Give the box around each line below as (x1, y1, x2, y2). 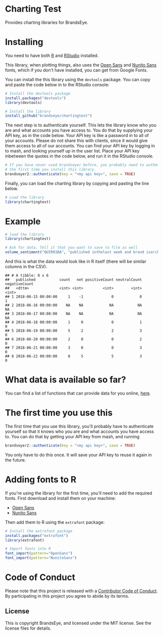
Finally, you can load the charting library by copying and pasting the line (5, 180, 149, 186)
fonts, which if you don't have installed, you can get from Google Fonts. (5, 67, 148, 73)
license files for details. (5, 625, 51, 631)
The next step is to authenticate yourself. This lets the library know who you (5, 122, 157, 128)
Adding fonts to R (5, 474, 77, 485)
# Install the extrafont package (5, 529, 73, 533)
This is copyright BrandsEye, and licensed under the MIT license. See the (5, 620, 151, 626)
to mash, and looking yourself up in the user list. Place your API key (5, 148, 140, 154)
